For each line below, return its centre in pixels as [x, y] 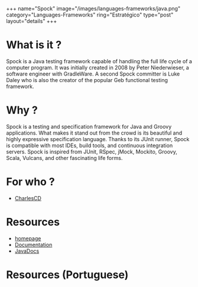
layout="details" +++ [32, 21]
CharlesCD [28, 198]
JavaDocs [27, 251]
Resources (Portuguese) [67, 275]
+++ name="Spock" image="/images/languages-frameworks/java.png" [93, 9]
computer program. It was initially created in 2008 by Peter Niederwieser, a [98, 67]
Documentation [33, 244]
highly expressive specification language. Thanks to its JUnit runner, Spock [98, 139]
